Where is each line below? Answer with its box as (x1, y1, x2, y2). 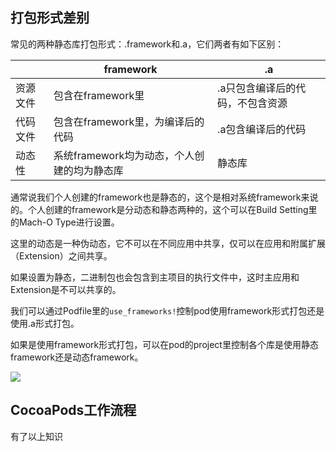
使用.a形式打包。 (10, 317, 80, 329)
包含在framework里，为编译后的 (53, 114, 205, 128)
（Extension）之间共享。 (10, 249, 113, 262)
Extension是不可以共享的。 (10, 283, 122, 295)
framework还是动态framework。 (10, 351, 144, 363)
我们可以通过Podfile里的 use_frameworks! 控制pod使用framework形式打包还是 (10, 304, 325, 317)
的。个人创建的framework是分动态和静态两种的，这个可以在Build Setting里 (10, 203, 318, 215)
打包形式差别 (10, 9, 90, 27)
